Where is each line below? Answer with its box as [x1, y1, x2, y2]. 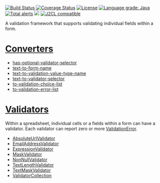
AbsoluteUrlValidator [12, 135, 55, 141]
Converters [5, 43, 53, 54]
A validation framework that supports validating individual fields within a [5, 20, 153, 26]
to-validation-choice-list [12, 80, 62, 87]
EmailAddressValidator [12, 140, 59, 146]
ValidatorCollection [12, 172, 52, 178]
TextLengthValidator [12, 161, 54, 167]
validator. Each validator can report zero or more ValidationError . [5, 125, 137, 131]
